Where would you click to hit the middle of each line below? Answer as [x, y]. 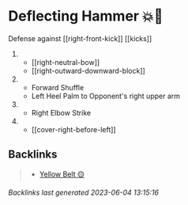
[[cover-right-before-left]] [73, 129]
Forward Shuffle [58, 87]
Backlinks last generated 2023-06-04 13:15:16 [84, 192]
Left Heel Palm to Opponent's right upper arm [105, 96]
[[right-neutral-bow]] [66, 62]
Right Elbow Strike [61, 112]
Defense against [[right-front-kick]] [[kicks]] [80, 38]
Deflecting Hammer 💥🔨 [86, 16]
